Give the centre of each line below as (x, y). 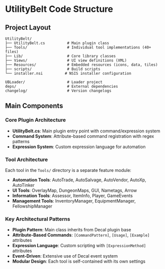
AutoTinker (23, 185)
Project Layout (28, 27)
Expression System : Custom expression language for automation (79, 147)
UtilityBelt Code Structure (59, 9)
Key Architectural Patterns (38, 219)
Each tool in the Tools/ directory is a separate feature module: (68, 170)
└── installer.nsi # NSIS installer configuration (68, 73)
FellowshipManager (32, 206)
